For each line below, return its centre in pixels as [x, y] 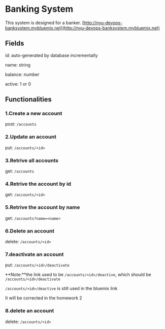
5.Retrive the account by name [43, 207]
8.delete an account [30, 311]
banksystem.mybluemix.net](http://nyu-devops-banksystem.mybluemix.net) [82, 28]
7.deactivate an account [34, 254]
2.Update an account [31, 137]
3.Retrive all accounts [32, 160]
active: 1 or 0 [18, 84]
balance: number [22, 74]
